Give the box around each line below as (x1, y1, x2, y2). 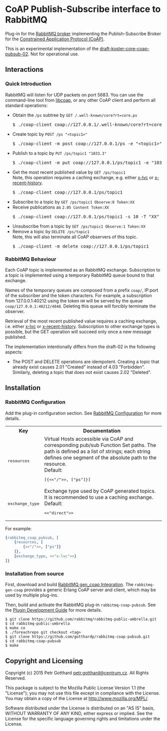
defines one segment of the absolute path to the (44, 454, 157, 461)
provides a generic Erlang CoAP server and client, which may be (24, 587, 156, 593)
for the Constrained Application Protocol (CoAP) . (5, 36, 105, 42)
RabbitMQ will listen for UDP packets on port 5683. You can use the (5, 91, 144, 98)
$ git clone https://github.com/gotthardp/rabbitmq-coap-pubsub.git (5, 634, 150, 640)
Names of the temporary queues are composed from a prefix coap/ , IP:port (5, 287, 159, 293)
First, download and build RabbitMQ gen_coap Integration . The (5, 582, 134, 588)
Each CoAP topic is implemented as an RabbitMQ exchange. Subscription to (5, 267, 161, 273)
